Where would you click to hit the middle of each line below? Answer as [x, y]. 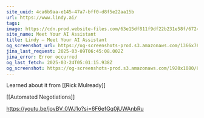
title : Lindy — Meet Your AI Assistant [57, 40]
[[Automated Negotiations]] [40, 97]
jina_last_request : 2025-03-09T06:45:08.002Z [65, 51]
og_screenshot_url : [31, 46]
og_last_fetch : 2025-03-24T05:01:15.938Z [59, 62]
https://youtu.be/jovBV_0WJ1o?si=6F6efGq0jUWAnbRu [75, 109]
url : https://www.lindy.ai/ [42, 18]
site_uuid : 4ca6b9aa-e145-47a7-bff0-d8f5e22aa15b [70, 12]
